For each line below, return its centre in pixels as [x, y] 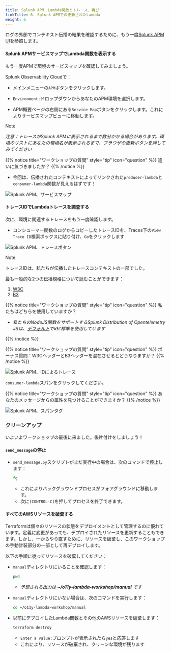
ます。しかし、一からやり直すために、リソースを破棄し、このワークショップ [85, 539]
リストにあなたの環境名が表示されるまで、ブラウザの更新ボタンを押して [90, 143]
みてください [19, 149]
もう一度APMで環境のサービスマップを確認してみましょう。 [68, 66]
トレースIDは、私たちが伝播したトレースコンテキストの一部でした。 [76, 268]
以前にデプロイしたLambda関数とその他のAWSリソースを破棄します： [86, 618]
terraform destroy [32, 628]
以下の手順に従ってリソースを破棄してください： [56, 556]
